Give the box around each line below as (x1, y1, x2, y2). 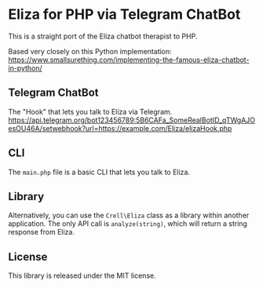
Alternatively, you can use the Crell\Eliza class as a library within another (8, 210, 250, 221)
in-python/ (8, 63, 43, 72)
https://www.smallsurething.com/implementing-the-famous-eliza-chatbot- (8, 55, 250, 64)
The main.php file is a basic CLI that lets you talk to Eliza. (8, 167, 191, 177)
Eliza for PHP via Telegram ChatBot (8, 5, 241, 24)
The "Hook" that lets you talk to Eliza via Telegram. (8, 107, 173, 116)
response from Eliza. (8, 228, 75, 237)
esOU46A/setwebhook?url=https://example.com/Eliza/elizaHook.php (8, 123, 232, 133)
